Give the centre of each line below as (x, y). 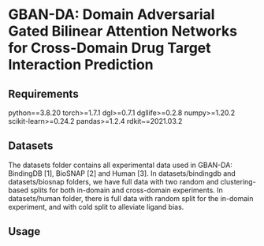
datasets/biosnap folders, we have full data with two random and (113, 181)
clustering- (238, 181)
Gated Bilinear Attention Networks (123, 31)
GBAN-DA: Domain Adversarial (112, 15)
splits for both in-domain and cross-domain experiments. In (126, 190)
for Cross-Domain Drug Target (110, 48)
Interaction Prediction (81, 65)
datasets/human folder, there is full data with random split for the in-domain (131, 198)
